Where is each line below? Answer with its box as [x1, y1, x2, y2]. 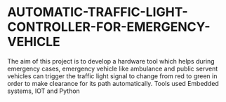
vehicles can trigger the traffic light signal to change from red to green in [7, 71, 218, 80]
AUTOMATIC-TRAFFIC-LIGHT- [7, 4, 188, 20]
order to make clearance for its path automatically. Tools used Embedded [7, 79, 219, 87]
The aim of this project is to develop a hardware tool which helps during [7, 57, 215, 65]
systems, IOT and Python [7, 87, 81, 95]
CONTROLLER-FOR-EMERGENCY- [7, 19, 211, 35]
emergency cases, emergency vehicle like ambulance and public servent [7, 64, 218, 73]
